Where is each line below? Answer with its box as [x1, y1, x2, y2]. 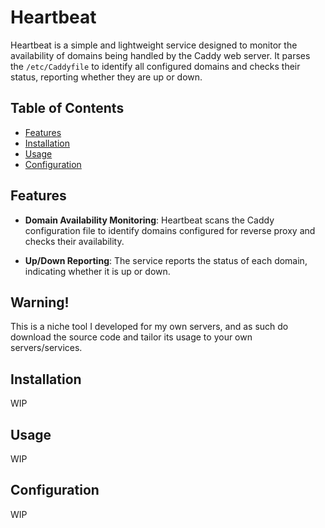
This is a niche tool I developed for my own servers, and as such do [10, 321, 289, 333]
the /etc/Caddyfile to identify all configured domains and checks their [10, 60, 301, 72]
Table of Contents [10, 100, 125, 117]
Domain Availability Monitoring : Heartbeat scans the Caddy [24, 214, 275, 226]
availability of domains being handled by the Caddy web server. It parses [10, 49, 311, 61]
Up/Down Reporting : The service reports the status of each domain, [24, 254, 308, 266]
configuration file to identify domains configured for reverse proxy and [24, 224, 316, 236]
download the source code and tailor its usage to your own [10, 331, 253, 343]
